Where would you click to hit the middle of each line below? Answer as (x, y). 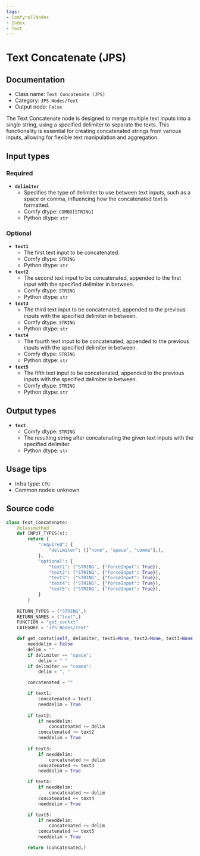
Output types (31, 411)
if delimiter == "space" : (60, 655)
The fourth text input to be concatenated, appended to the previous (106, 341)
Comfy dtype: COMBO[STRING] (59, 211)
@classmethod (33, 528)
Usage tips (26, 469)
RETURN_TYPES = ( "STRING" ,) (51, 611)
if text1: (40, 693)
